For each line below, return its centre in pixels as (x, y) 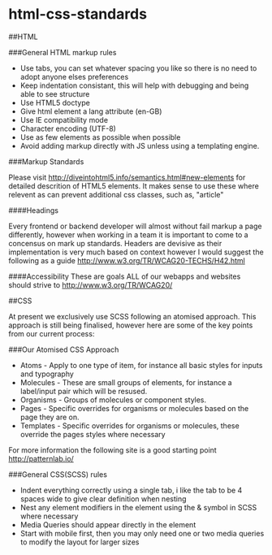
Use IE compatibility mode (64, 119)
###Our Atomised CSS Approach (64, 349)
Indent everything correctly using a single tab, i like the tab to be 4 (131, 490)
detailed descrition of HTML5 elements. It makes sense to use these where (134, 186)
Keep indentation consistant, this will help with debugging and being (134, 85)
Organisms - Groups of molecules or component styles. (113, 400)
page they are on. (50, 417)
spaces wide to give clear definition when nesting (103, 499)
